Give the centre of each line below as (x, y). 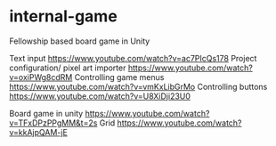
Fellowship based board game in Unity (80, 41)
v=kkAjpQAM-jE (39, 132)
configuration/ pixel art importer (68, 68)
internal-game (63, 16)
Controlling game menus (119, 77)
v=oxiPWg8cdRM (41, 77)
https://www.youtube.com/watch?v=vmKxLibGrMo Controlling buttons (138, 86)
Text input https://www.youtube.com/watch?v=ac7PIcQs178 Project (133, 58)
